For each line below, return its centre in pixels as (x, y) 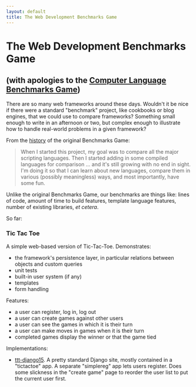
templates (27, 283)
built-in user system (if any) (48, 276)
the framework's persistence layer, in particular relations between (94, 257)
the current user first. (40, 378)
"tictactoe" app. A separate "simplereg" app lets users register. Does (98, 366)
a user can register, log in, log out (55, 312)
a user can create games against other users (69, 318)
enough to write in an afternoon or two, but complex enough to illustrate (93, 123)
